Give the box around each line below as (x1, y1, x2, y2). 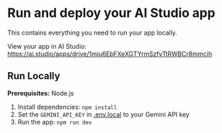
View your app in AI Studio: (7, 42, 87, 50)
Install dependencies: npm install (17, 103, 117, 111)
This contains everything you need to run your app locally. (7, 28, 177, 37)
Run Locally (7, 70, 60, 82)
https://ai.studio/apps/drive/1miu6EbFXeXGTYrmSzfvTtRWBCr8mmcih (7, 50, 213, 58)
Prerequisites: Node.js (7, 88, 74, 97)
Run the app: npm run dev (17, 117, 92, 126)
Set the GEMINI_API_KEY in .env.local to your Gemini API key (17, 110, 190, 118)
